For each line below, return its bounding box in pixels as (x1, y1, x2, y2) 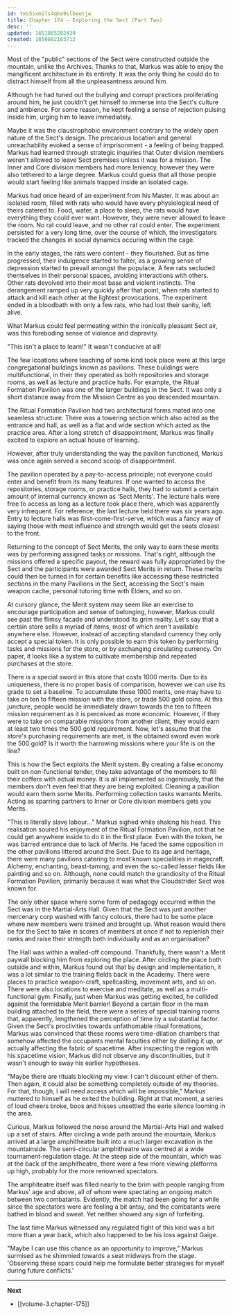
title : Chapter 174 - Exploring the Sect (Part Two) (7, 17, 163, 24)
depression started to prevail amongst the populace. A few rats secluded (7, 264, 215, 272)
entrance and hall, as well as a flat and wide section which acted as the (7, 421, 211, 429)
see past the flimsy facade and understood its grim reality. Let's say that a (7, 615, 219, 624)
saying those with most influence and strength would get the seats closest (7, 522, 220, 530)
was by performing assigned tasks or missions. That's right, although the (7, 550, 216, 559)
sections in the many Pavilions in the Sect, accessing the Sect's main (7, 579, 205, 588)
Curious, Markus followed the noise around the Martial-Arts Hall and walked (7, 1123, 224, 1131)
